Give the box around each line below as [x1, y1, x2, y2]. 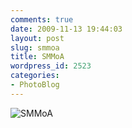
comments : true [10, 14, 74, 25]
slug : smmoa [10, 42, 60, 53]
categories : [10, 71, 60, 81]
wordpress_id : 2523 [10, 61, 92, 71]
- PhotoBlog [10, 80, 60, 90]
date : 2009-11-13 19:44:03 [10, 24, 123, 34]
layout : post [10, 33, 65, 43]
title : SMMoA [10, 52, 65, 62]
